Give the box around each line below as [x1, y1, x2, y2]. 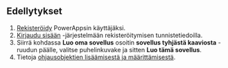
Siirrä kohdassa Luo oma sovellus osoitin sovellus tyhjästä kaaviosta [16, 38, 217, 47]
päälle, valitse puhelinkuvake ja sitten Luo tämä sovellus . [38, 45, 202, 54]
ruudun [16, 45, 37, 54]
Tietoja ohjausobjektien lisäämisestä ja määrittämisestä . [16, 53, 176, 61]
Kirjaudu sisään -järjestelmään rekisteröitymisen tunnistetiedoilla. [16, 31, 203, 39]
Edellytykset [6, 5, 63, 17]
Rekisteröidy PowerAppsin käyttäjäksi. [16, 23, 126, 32]
